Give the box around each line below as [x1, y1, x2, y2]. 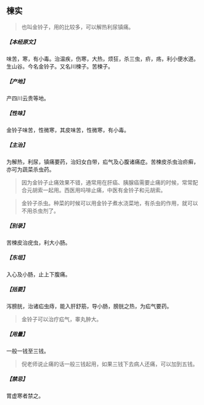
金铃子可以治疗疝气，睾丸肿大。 [21, 315, 102, 323]
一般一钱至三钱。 [6, 347, 49, 354]
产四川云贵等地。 [6, 94, 49, 102]
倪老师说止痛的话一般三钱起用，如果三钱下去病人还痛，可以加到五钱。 [21, 360, 199, 368]
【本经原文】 [6, 39, 38, 46]
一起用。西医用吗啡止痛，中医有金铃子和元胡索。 [42, 186, 166, 194]
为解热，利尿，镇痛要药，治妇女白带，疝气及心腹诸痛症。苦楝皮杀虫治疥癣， [6, 158, 199, 165]
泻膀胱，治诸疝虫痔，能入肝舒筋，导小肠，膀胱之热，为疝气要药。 [6, 302, 172, 309]
